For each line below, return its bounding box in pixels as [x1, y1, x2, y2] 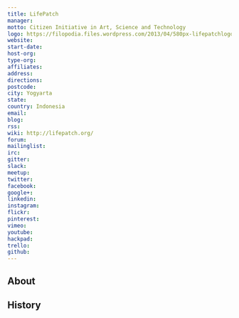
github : [7, 248, 31, 256]
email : [7, 110, 27, 117]
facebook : [7, 182, 37, 189]
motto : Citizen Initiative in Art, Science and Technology [7, 23, 186, 31]
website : [7, 37, 33, 44]
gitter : [7, 156, 31, 164]
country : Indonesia [7, 103, 65, 110]
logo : [7, 30, 23, 38]
